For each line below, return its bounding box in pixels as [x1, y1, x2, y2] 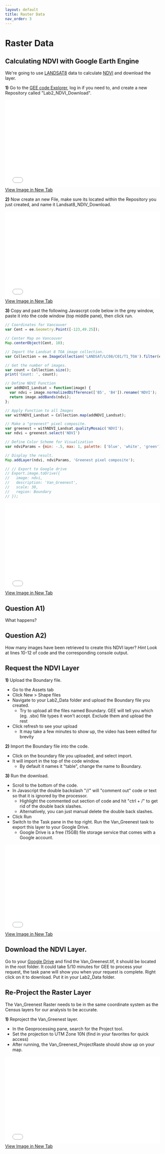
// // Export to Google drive [5, 466, 67, 471]
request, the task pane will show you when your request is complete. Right [5, 969, 156, 974]
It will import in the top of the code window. [12, 758, 100, 764]
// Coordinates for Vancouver [5, 323, 67, 328]
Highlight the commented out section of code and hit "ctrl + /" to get [19, 798, 158, 804]
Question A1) [5, 604, 45, 612]
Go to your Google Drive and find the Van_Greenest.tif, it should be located [5, 958, 156, 964]
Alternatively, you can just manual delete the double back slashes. [19, 808, 154, 814]
